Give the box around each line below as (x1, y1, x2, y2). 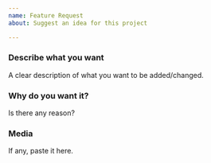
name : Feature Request (8, 11, 84, 20)
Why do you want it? (8, 90, 89, 101)
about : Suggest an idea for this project (8, 19, 148, 27)
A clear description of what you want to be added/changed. (8, 70, 205, 80)
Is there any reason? (8, 108, 76, 118)
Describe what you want (8, 52, 105, 64)
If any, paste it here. (8, 146, 74, 156)
